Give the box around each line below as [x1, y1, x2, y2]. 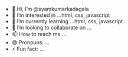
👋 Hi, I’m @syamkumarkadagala [11, 6, 90, 12]
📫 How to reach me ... [11, 31, 67, 37]
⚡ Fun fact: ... [11, 45, 44, 52]
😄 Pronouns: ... [11, 39, 50, 46]
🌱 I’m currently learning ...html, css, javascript [11, 18, 123, 24]
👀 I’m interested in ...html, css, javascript [11, 12, 110, 19]
